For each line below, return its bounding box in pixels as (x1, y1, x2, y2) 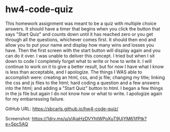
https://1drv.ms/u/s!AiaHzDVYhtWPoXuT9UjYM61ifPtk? (32, 115, 147, 121)
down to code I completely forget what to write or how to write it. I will (5, 58, 152, 64)
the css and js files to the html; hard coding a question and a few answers (5, 80, 160, 86)
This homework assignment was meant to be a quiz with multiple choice (5, 20, 157, 26)
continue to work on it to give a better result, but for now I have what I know (5, 63, 164, 70)
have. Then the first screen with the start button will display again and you (5, 47, 161, 53)
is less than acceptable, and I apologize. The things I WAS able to (5, 69, 143, 75)
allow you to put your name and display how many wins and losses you (5, 42, 154, 48)
